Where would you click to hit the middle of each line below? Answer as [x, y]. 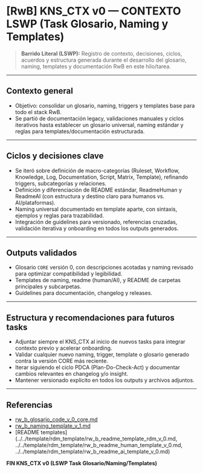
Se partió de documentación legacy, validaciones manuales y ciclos [99, 118]
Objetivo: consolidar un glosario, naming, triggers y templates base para [105, 105]
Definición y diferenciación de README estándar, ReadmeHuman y [98, 190]
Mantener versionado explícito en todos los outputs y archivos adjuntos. [105, 380]
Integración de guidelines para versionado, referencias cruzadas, [96, 222]
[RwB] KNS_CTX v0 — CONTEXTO [94, 11]
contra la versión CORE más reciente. [62, 361]
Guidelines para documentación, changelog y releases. [84, 293]
